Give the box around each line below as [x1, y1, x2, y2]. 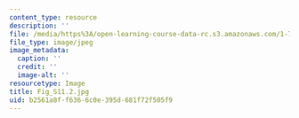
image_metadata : [9, 46, 69, 55]
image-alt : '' [17, 71, 69, 80]
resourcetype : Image [9, 79, 86, 88]
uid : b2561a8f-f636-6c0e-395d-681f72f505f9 [9, 95, 174, 105]
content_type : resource [9, 12, 98, 22]
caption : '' [17, 54, 62, 63]
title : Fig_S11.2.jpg [9, 87, 90, 96]
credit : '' [17, 63, 58, 72]
